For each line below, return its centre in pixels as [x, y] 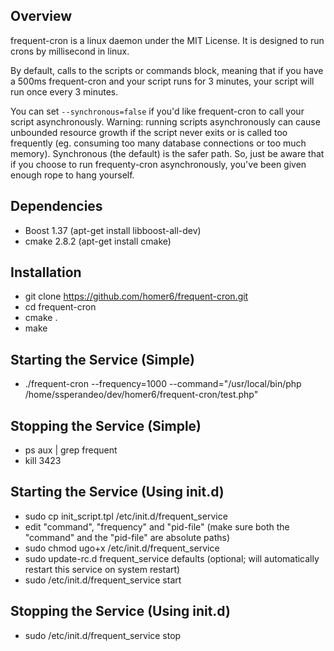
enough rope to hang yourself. [72, 175]
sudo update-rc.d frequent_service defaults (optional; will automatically [172, 558]
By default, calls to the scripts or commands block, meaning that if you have [167, 70]
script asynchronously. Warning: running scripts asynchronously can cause [165, 121]
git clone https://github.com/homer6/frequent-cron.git [136, 296]
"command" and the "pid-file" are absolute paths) [127, 537]
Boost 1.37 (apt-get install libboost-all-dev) [113, 230]
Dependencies [56, 206]
